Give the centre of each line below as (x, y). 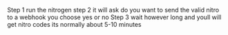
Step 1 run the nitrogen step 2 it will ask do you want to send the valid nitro (113, 10)
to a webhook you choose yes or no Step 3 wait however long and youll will (114, 17)
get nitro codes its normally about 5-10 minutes (74, 24)
